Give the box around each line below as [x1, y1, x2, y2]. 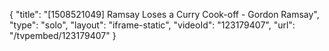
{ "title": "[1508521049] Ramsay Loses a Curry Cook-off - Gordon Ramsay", [9, 9, 320, 20]
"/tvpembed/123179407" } [9, 30, 117, 41]
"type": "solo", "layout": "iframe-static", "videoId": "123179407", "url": [9, 19, 296, 31]
